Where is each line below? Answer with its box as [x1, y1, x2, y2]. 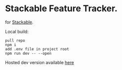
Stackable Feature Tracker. [5, 3, 118, 14]
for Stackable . [5, 19, 33, 25]
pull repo [5, 38, 26, 43]
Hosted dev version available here [5, 59, 74, 65]
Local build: [5, 28, 29, 34]
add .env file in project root [5, 47, 69, 51]
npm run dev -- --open [5, 51, 52, 56]
